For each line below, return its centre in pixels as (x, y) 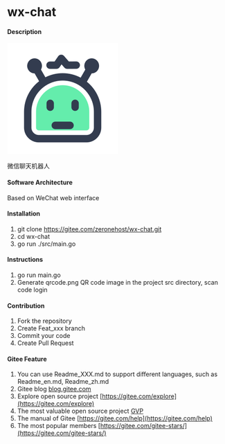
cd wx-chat (34, 236)
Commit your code (44, 336)
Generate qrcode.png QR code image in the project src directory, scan (117, 282)
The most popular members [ (59, 426)
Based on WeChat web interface (53, 197)
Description (25, 31)
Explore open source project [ (60, 396)
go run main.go (39, 275)
